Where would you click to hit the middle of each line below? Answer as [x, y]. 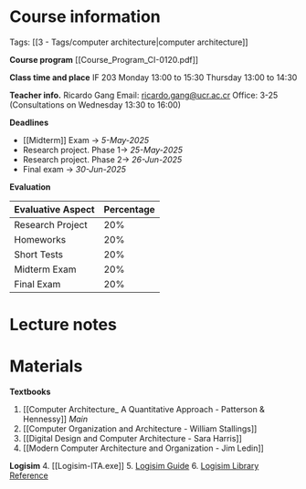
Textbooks [30, 392]
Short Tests [39, 255]
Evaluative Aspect [54, 209]
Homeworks [40, 239]
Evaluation [30, 187]
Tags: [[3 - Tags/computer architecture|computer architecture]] [129, 42]
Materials [46, 366]
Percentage [129, 209]
